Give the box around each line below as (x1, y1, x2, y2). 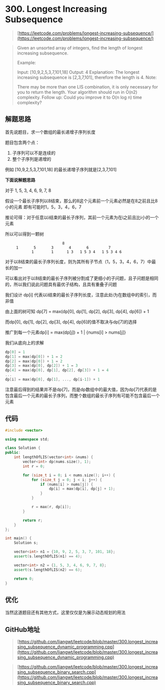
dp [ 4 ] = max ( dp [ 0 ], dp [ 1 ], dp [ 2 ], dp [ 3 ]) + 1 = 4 (5, 368, 109, 373)
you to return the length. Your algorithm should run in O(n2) (17, 89, 137, 95)
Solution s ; (14, 541, 38, 546)
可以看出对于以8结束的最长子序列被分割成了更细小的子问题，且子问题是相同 (5, 275, 159, 281)
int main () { (5, 536, 32, 541)
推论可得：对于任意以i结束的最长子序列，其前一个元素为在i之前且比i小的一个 (5, 214, 159, 220)
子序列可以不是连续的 (12, 150, 55, 156)
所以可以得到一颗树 (5, 231, 44, 237)
